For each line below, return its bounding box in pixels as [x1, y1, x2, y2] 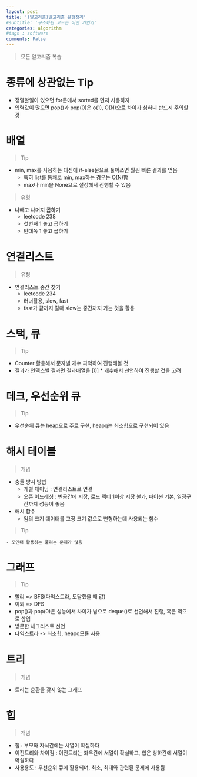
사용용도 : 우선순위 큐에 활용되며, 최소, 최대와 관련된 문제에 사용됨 [14, 764, 165, 771]
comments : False [6, 36, 46, 42]
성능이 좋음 [39, 500, 65, 507]
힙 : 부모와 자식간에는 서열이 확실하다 [14, 742, 100, 749]
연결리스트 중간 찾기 [14, 283, 61, 290]
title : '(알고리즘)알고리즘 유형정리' [6, 14, 86, 20]
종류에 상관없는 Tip [6, 76, 94, 89]
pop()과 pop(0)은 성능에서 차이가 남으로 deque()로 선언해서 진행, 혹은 [14, 607, 176, 615]
